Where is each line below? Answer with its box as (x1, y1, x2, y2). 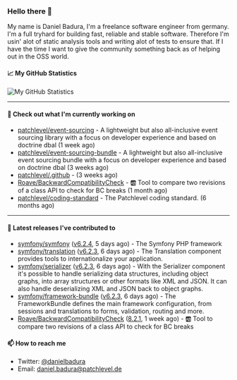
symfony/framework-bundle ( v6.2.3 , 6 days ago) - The (17, 292, 176, 300)
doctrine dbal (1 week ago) (17, 140, 95, 149)
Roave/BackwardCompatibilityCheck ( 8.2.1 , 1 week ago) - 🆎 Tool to (17, 314, 213, 323)
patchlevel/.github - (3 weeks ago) (17, 171, 119, 179)
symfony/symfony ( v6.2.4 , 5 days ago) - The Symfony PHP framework (17, 239, 222, 247)
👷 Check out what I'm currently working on (7, 110, 135, 118)
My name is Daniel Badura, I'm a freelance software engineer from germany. (7, 23, 229, 31)
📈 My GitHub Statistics (7, 68, 78, 77)
